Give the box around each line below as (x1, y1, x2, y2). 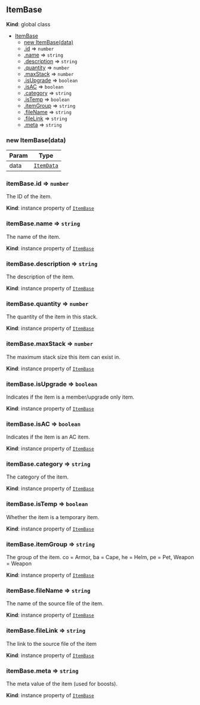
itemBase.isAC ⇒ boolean (6, 419, 81, 428)
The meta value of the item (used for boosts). (6, 680, 118, 687)
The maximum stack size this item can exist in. (6, 353, 121, 360)
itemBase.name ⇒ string (6, 219, 81, 228)
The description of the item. (6, 273, 75, 280)
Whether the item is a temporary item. (6, 513, 100, 520)
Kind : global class (6, 20, 51, 27)
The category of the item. (6, 473, 69, 480)
